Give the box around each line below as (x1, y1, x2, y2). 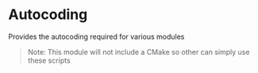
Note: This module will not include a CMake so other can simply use (27, 47, 250, 56)
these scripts (27, 56, 71, 65)
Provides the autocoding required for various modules (8, 32, 185, 41)
